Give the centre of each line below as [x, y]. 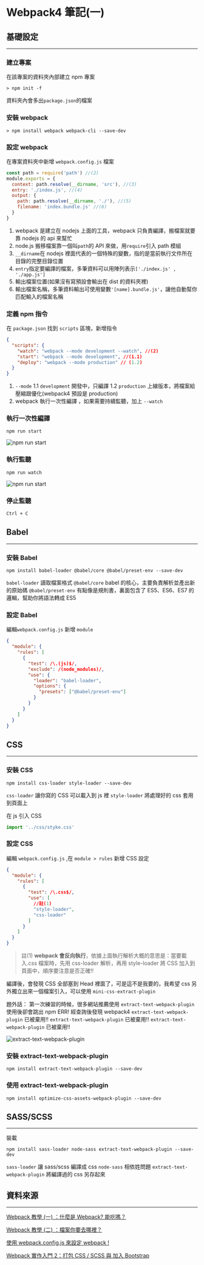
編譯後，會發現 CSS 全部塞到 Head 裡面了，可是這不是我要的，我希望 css [98, 984]
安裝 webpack [27, 118]
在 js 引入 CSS [24, 815]
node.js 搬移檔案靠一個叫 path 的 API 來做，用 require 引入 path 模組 [98, 245]
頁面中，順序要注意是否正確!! [57, 971]
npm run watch [24, 472]
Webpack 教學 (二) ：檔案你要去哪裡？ [54, 1230]
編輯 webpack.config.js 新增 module [50, 629]
